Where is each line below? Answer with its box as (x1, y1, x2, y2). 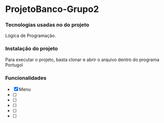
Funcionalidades (5, 74, 47, 81)
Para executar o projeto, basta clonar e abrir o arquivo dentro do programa (5, 56, 159, 62)
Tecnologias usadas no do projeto (5, 21, 89, 28)
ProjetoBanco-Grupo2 (5, 3, 99, 15)
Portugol (5, 61, 23, 68)
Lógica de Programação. (5, 32, 56, 38)
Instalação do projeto (5, 45, 58, 52)
